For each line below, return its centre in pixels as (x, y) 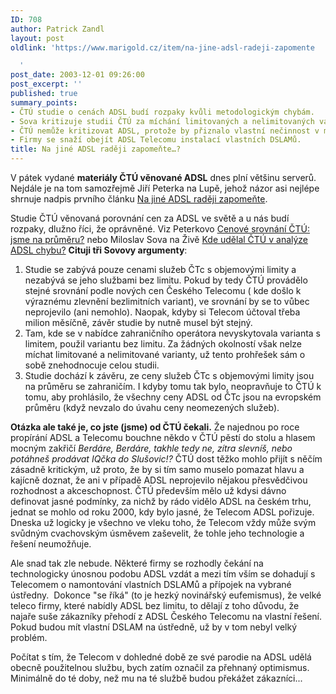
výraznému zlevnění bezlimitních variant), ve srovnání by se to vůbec (167, 301)
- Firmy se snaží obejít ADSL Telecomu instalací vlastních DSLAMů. (156, 140)
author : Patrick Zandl (57, 29)
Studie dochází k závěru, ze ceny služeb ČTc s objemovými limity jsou (169, 375)
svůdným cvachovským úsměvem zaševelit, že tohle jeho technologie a (157, 533)
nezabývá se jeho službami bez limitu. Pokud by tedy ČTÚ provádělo (166, 280)
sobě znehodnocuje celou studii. (92, 365)
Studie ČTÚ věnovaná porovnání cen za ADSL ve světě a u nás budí (150, 218)
